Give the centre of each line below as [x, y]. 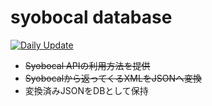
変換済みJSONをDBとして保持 [86, 90]
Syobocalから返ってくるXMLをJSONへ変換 [113, 78]
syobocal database [91, 17]
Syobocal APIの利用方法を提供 [87, 65]
